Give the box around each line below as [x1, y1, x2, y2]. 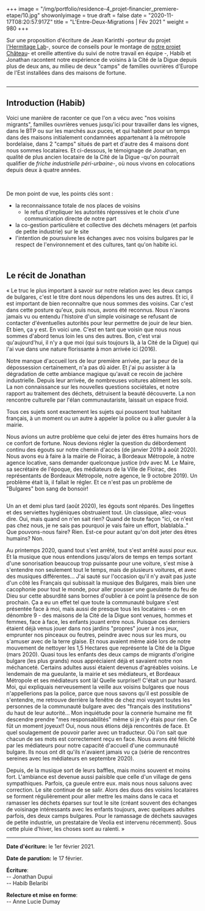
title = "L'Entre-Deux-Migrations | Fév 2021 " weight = [54, 18, 189, 25]
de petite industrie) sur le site [15, 228, 89, 235]
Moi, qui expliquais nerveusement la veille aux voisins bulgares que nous [6, 683, 189, 691]
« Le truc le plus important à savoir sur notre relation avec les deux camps [6, 287, 193, 294]
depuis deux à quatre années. [6, 166, 81, 173]
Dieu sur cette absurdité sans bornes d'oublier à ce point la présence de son [6, 592, 199, 599]
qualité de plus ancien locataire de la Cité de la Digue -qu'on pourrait [6, 153, 180, 160]
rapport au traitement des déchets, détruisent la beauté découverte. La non [6, 389, 196, 397]
